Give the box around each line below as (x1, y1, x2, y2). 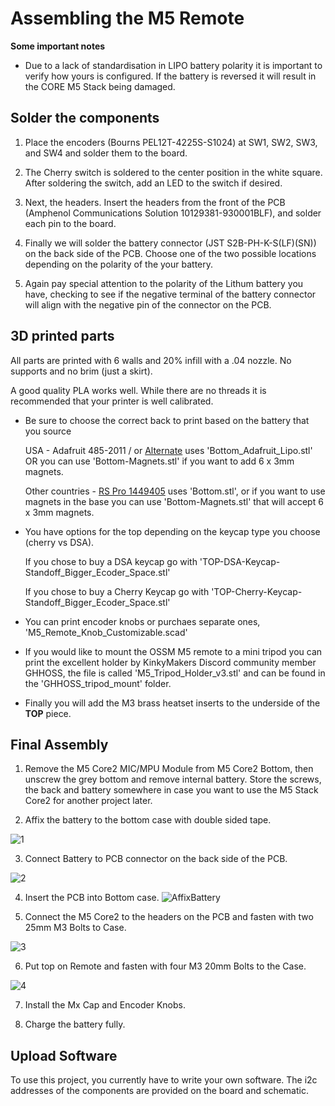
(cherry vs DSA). (24, 536, 95, 548)
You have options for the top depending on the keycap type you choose (24, 525, 321, 537)
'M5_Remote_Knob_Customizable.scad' (24, 626, 188, 638)
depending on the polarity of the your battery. (24, 258, 214, 270)
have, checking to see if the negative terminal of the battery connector (24, 288, 317, 300)
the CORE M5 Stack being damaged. (24, 80, 176, 92)
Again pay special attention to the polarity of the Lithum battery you (24, 277, 304, 289)
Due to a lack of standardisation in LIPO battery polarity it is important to (24, 59, 323, 71)
